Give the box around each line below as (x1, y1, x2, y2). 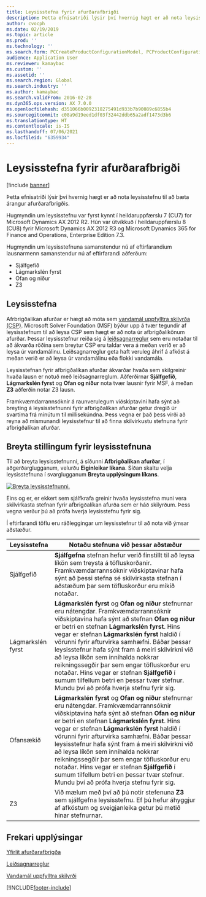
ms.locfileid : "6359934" (6, 134, 70, 141)
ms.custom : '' (6, 66, 43, 72)
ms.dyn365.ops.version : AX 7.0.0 (6, 100, 92, 106)
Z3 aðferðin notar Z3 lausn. (6, 386, 75, 393)
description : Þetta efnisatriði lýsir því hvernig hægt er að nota (6, 15, 183, 21)
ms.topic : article (6, 32, 53, 38)
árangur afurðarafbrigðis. (6, 200, 71, 207)
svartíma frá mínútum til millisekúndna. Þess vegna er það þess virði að (6, 411, 186, 418)
